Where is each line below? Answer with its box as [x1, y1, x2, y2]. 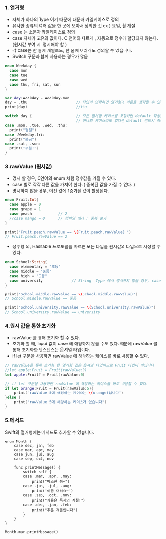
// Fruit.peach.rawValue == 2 [5, 234, 68, 239]
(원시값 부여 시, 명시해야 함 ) [12, 41, 67, 48]
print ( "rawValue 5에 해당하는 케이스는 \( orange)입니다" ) [14, 390, 124, 395]
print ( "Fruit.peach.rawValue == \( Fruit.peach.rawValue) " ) [5, 229, 132, 235]
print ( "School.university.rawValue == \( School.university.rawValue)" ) [5, 305, 156, 310]
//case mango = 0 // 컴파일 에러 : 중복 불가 [9, 216, 107, 221]
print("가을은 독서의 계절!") [31, 498, 85, 503]
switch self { [23, 469, 52, 474]
